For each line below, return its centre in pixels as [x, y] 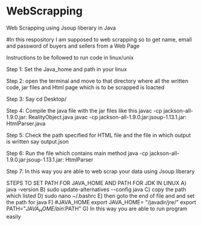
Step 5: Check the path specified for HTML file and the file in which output [99, 135]
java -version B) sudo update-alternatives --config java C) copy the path [96, 189]
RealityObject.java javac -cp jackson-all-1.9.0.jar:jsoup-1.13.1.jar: [107, 117]
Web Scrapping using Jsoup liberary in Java [61, 28]
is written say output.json [38, 141]
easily [14, 216]
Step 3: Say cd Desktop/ [36, 99]
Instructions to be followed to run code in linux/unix [70, 57]
